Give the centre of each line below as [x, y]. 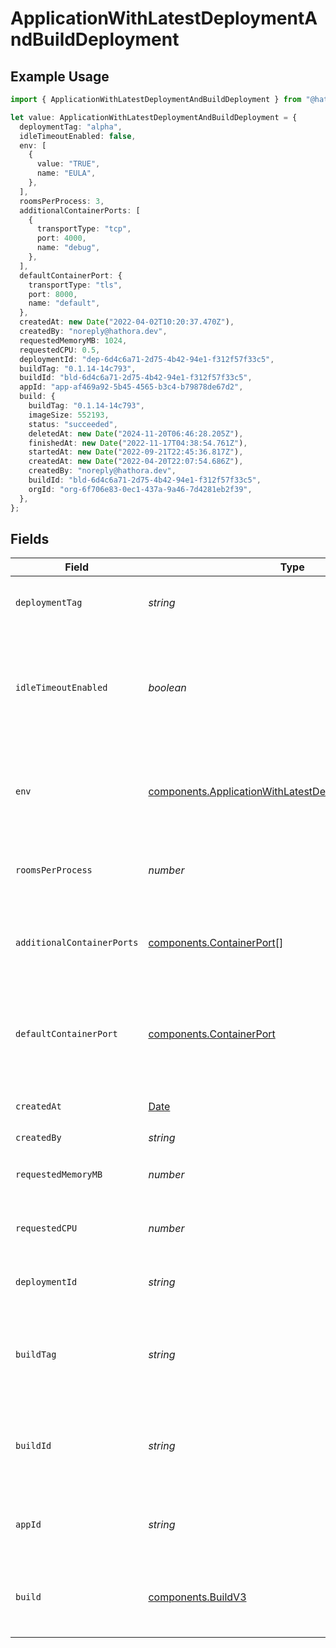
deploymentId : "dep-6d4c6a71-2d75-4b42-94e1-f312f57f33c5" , [147, 359]
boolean [167, 688]
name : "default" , [64, 303]
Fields [30, 538]
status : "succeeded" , [73, 424]
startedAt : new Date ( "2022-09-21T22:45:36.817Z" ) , [136, 452]
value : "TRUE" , [68, 164]
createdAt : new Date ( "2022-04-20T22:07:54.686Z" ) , [136, 462]
